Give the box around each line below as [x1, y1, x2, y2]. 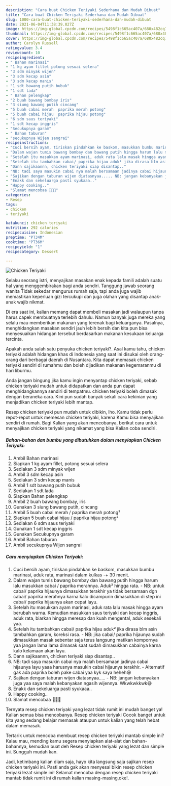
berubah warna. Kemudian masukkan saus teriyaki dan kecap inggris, [13, 610, 159, 616]
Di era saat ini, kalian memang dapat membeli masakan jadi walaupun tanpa [6, 309, 164, 315]
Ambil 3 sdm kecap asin [13, 471, 63, 477]
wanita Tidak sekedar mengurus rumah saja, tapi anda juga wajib [6, 288, 142, 294]
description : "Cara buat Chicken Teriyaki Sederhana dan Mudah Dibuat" [6, 7, 160, 13]
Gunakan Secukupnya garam [13, 531, 74, 537]
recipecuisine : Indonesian [6, 230, 63, 235]
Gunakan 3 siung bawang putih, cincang [13, 504, 98, 510]
